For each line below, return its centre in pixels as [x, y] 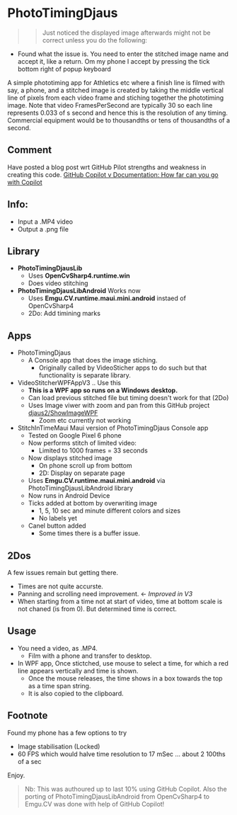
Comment [30, 150]
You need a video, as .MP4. [57, 648]
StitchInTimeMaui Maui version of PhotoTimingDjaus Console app [113, 428]
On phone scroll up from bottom [85, 466]
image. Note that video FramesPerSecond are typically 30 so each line [110, 105]
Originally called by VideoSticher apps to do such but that [123, 368]
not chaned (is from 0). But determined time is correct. [97, 609]
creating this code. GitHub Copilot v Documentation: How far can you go [113, 174]
